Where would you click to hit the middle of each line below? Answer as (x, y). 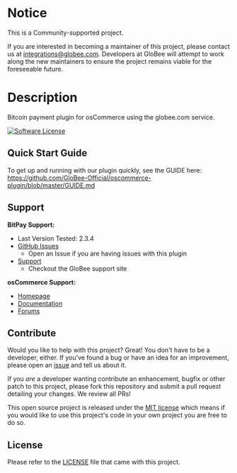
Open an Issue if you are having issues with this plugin (108, 253)
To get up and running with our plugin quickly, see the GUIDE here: (105, 170)
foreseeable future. (35, 69)
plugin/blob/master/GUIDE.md (51, 185)
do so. (17, 423)
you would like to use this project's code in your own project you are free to (117, 415)
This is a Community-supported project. (65, 33)
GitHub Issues (38, 246)
